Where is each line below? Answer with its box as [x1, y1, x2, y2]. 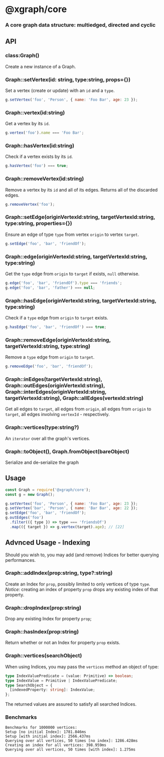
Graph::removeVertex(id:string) [5, 175, 84, 182]
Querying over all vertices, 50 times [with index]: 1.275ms [5, 747, 136, 752]
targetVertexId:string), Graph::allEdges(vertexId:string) [5, 394, 144, 401]
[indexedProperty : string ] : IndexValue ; [10, 688, 95, 693]
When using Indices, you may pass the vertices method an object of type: [5, 663, 159, 669]
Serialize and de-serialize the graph [5, 459, 79, 465]
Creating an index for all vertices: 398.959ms [5, 743, 107, 748]
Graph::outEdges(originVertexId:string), [5, 382, 105, 389]
